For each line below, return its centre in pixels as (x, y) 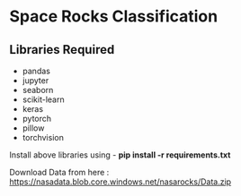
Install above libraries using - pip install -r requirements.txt (120, 155)
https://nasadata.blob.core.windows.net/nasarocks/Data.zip (120, 182)
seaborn (38, 90)
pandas (36, 71)
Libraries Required (62, 50)
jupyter (36, 81)
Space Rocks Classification (114, 17)
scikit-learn (43, 99)
